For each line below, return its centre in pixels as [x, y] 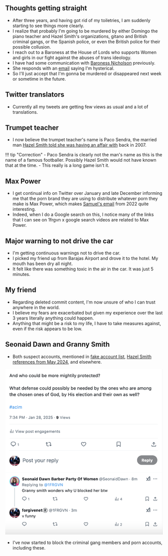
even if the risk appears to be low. [47, 329]
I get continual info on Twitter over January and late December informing [87, 193]
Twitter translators [35, 95]
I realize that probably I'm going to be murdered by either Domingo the [85, 31]
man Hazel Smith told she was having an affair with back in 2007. [79, 145]
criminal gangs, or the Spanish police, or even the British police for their [86, 42]
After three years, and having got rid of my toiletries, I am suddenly [81, 20]
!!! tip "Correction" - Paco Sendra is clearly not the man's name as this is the [84, 155]
